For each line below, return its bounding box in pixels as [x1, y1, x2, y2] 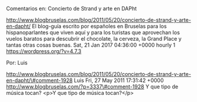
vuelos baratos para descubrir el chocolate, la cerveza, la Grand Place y [6, 35, 182, 42]
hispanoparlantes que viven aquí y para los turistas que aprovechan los [6, 29, 180, 36]
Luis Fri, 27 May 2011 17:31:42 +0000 [73, 77, 164, 84]
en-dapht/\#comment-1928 [6, 77, 73, 84]
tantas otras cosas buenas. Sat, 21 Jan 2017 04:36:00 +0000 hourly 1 [6, 41, 176, 48]
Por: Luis [6, 59, 28, 66]
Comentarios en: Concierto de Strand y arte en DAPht [6, 5, 137, 12]
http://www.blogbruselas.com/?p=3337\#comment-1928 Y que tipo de [6, 83, 179, 90]
